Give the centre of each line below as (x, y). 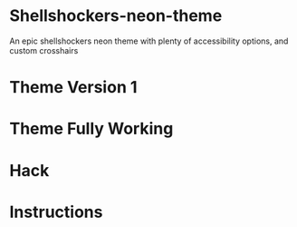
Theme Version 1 (73, 88)
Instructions (56, 212)
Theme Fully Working (91, 129)
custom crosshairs (44, 50)
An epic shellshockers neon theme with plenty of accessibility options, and (149, 41)
